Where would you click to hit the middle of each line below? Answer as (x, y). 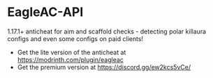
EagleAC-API (45, 12)
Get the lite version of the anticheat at (72, 52)
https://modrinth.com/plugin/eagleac (71, 59)
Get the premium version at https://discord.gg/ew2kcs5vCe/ (104, 67)
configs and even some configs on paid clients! (75, 38)
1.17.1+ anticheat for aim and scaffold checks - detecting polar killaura (107, 31)
